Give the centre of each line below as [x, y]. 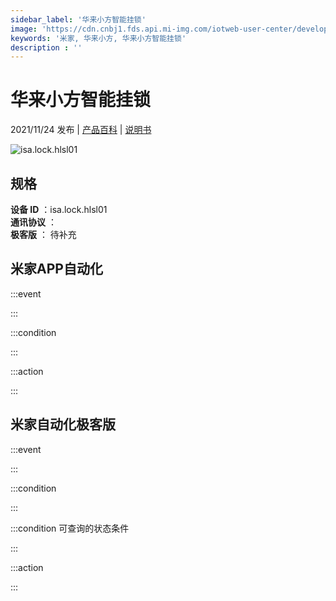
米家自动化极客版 [63, 424]
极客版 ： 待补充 [43, 234]
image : [24, 29]
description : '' [46, 47]
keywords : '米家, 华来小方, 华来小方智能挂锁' [98, 38]
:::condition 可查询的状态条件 [70, 528]
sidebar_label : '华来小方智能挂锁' [78, 19]
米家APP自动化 [56, 269]
